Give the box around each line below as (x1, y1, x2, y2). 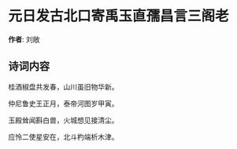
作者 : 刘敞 (8, 35, 40, 44)
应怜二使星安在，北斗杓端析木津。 (8, 132, 119, 141)
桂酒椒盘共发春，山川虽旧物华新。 (8, 82, 119, 91)
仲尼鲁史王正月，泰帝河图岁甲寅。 (8, 99, 119, 108)
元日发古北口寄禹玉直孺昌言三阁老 (8, 7, 230, 25)
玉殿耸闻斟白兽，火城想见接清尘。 (8, 115, 119, 125)
